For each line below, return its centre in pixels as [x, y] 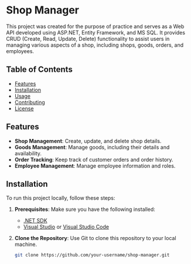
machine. [26, 244]
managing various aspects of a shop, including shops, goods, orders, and [95, 45]
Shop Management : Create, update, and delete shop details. [88, 141]
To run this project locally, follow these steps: [61, 198]
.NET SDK [35, 221]
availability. [28, 153]
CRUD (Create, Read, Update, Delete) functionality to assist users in [88, 39]
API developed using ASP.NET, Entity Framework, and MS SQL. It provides [96, 32]
